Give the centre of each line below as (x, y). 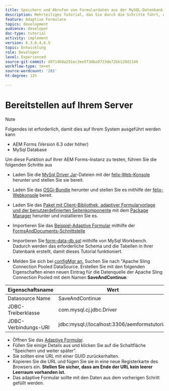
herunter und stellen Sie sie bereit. (48, 180)
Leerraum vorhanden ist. (39, 372)
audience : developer (27, 29)
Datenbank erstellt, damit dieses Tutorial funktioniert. (67, 251)
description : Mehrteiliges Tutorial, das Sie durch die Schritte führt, (83, 15)
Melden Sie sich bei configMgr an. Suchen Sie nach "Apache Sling (81, 261)
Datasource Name (29, 298)
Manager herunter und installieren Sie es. (55, 215)
